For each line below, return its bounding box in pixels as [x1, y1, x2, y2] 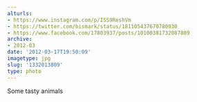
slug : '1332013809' [7, 61, 64, 68]
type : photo [7, 68, 41, 74]
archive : [7, 36, 32, 43]
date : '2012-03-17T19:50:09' [7, 49, 91, 56]
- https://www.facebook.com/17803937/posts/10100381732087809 [7, 29, 190, 37]
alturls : [7, 10, 32, 17]
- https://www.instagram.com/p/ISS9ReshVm [7, 17, 131, 23]
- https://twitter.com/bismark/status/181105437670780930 [7, 23, 178, 30]
